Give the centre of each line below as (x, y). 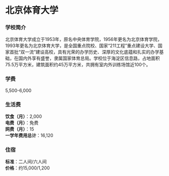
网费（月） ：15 (20, 129)
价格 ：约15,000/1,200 (27, 168)
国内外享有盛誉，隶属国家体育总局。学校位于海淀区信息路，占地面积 (89, 58)
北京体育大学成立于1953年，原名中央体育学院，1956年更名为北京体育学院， (84, 39)
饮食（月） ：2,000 (23, 116)
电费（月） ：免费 (22, 123)
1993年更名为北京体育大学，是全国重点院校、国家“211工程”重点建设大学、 (81, 46)
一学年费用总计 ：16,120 (29, 136)
